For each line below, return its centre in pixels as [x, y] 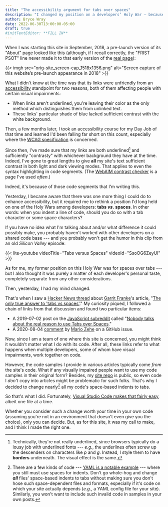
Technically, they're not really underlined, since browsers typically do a [86, 442]
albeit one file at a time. [29, 402]
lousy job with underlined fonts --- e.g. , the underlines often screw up [84, 447]
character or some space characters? [44, 217]
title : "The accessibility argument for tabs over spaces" [68, 10]
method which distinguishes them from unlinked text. [67, 109]
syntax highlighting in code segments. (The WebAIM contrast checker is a [81, 172]
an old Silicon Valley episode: [35, 243]
